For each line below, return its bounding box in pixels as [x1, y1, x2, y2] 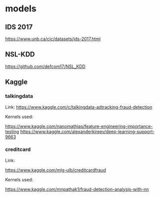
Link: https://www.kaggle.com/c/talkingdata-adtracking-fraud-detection [5, 104, 153, 110]
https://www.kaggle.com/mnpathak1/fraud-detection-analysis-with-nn [5, 186, 149, 192]
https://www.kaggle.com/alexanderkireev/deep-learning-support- [20, 129, 155, 134]
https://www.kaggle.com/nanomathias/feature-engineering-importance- [5, 123, 153, 129]
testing [5, 129, 19, 134]
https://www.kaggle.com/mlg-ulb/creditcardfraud [5, 167, 107, 173]
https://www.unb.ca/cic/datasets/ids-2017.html [5, 36, 101, 42]
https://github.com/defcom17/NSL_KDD [5, 63, 86, 69]
